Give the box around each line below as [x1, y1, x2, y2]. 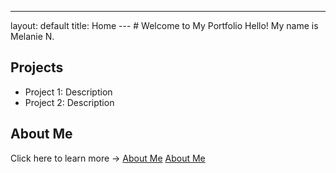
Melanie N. [10, 31, 55, 42]
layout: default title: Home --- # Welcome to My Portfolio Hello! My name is [10, 20, 319, 31]
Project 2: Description [24, 96, 115, 108]
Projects [10, 59, 64, 76]
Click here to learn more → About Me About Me [10, 152, 206, 164]
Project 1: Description [24, 86, 113, 98]
